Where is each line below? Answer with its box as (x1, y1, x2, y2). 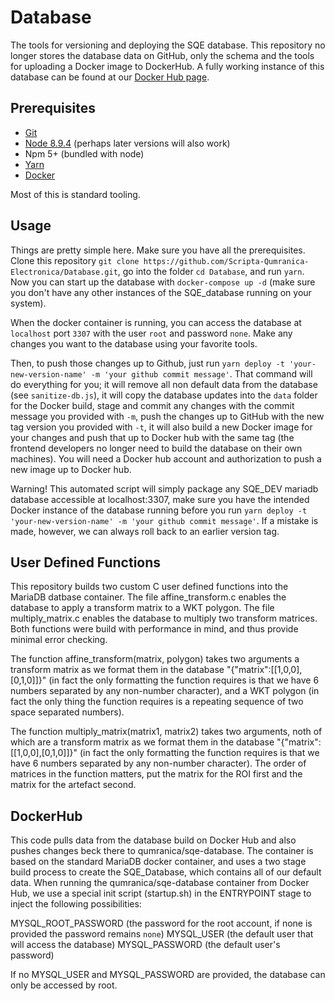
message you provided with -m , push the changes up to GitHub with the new (10, 410, 325, 422)
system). (10, 297, 47, 309)
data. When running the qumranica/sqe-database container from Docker (10, 877, 310, 889)
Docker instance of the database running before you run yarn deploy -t (10, 504, 308, 516)
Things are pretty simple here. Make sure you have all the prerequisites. (10, 244, 306, 256)
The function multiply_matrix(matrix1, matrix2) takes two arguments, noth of (10, 726, 323, 738)
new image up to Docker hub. (10, 463, 132, 475)
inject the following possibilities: (10, 898, 142, 910)
